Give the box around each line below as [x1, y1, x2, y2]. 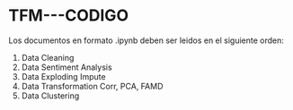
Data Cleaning [21, 52, 75, 63]
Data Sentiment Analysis [21, 62, 113, 72]
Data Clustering [21, 90, 80, 101]
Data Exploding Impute [21, 71, 106, 81]
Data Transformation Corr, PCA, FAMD [21, 80, 164, 91]
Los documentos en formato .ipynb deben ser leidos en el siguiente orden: [8, 35, 285, 46]
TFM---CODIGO [8, 5, 129, 26]
